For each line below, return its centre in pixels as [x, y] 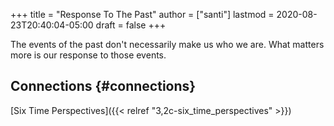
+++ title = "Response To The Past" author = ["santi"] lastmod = [142, 14]
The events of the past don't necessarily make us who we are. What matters [167, 44]
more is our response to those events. [88, 55]
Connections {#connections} [103, 86]
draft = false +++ [131, 25]
